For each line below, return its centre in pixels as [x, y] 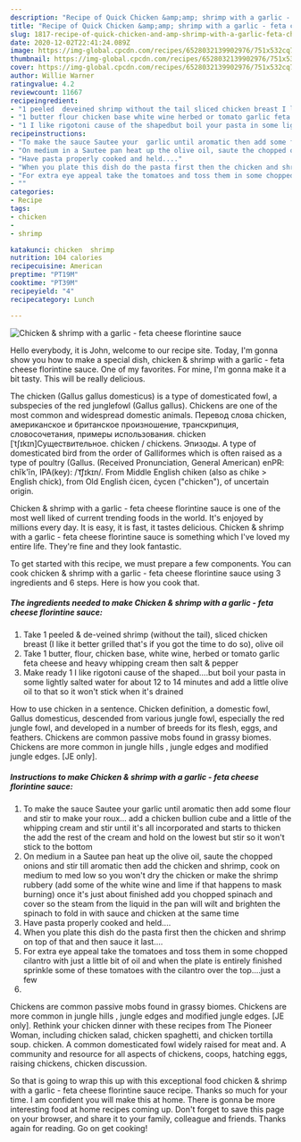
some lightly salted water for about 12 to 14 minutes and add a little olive [156, 682]
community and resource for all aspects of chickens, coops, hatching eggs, [149, 1054]
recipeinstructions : [49, 134]
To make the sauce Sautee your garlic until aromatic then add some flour [157, 809]
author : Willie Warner [52, 76]
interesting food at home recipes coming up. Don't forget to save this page [147, 1110]
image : [22, 51]
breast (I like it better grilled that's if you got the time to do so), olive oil [153, 644]
